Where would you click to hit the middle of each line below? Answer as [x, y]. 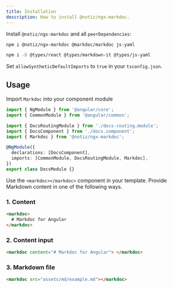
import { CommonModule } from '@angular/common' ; [68, 115]
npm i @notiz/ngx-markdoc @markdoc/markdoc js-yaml [70, 45]
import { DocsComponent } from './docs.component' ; [70, 131]
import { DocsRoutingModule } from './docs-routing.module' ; [82, 126]
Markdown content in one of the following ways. [64, 186]
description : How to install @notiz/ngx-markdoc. [68, 17]
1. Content [21, 202]
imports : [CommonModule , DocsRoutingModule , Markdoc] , [80, 158]
